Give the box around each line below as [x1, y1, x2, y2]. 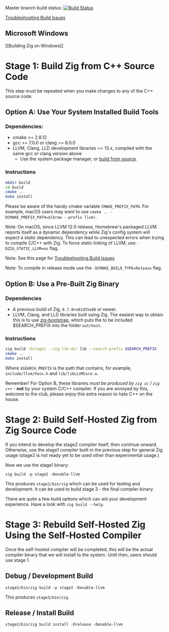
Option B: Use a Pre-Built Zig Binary [5, 280, 120, 288]
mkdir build [5, 180, 30, 185]
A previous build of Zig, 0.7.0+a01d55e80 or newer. [12, 306, 117, 312]
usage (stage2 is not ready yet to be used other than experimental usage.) [5, 452, 160, 458]
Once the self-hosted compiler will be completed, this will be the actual [5, 546, 153, 552]
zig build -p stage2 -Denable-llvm [5, 472, 80, 477]
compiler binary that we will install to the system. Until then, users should [5, 552, 157, 558]
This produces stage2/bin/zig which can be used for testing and [5, 480, 140, 486]
